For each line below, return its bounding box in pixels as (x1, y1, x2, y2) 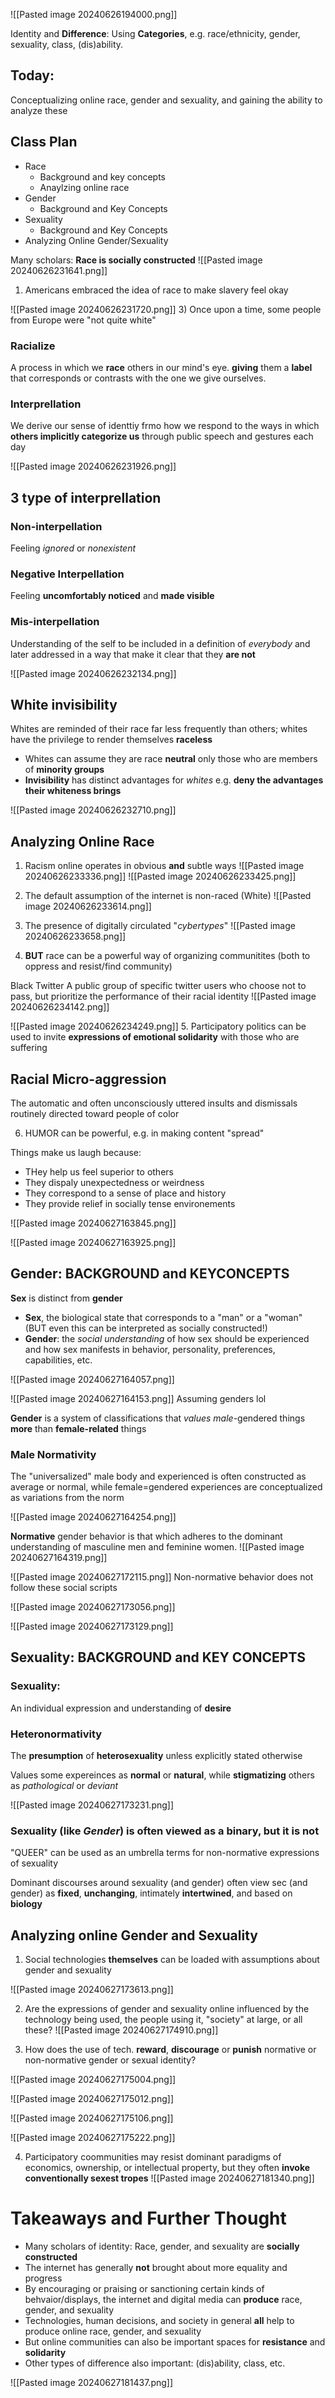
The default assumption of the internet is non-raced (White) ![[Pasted (24, 890, 312, 902)
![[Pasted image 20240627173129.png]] (10, 1620, 174, 1633)
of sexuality (10, 1857, 59, 1869)
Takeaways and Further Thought (10, 2207, 287, 2230)
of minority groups (24, 764, 105, 776)
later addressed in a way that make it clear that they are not (10, 648, 256, 660)
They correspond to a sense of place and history (24, 1187, 227, 1199)
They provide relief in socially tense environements (24, 1197, 236, 1209)
